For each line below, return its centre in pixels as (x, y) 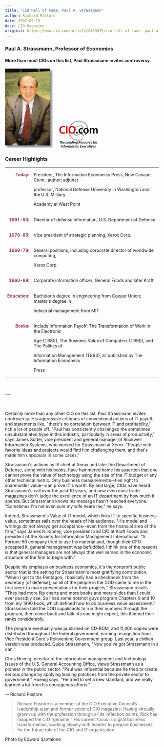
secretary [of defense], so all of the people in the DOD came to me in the (78, 582)
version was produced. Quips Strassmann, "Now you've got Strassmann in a (82, 644)
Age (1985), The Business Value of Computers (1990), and (93, 340)
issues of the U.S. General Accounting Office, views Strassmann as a (74, 664)
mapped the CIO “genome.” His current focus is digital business (81, 720)
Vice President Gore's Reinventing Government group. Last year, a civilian (79, 639)
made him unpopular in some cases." (42, 455)
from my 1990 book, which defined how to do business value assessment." (81, 603)
